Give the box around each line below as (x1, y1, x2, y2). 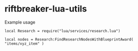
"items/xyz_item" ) (4, 41, 44, 46)
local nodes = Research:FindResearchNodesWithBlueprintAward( (4, 37, 134, 42)
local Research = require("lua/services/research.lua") (4, 28, 120, 33)
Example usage (4, 19, 36, 25)
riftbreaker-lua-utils (4, 3, 87, 14)
